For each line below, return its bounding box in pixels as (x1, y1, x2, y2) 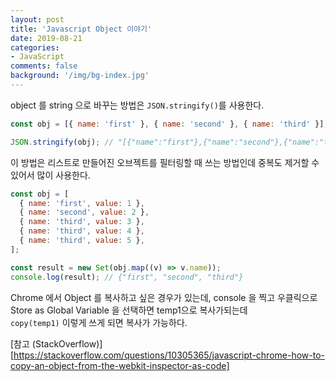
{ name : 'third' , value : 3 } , (19, 217, 145, 227)
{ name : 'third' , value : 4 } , (19, 226, 145, 236)
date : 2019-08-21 (10, 33, 83, 43)
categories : (10, 42, 60, 53)
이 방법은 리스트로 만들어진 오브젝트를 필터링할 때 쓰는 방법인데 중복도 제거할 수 (10, 156, 320, 168)
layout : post (10, 14, 65, 25)
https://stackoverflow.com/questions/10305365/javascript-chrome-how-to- (13, 349, 325, 361)
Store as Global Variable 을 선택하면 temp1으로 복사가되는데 (10, 304, 248, 316)
